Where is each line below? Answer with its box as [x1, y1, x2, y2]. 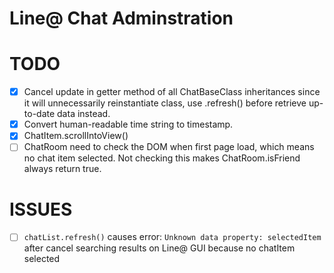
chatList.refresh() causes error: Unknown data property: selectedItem [23, 231, 322, 243]
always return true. [23, 163, 102, 175]
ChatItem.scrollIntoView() [23, 130, 129, 142]
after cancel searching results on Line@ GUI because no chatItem [23, 242, 296, 254]
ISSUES [9, 198, 73, 221]
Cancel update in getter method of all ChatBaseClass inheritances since [23, 86, 321, 98]
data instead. [57, 108, 111, 120]
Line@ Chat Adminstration [9, 7, 234, 30]
